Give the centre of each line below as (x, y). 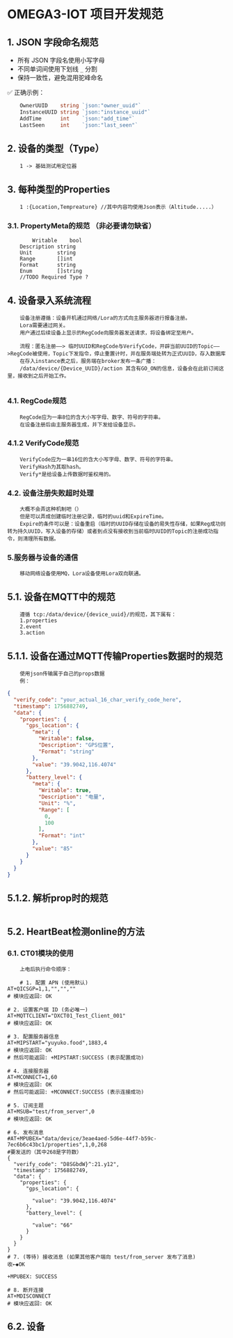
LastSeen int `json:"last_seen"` (79, 125)
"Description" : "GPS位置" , (76, 745)
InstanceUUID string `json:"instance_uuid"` (85, 112)
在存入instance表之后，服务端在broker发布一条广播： (88, 361)
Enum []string (51, 271)
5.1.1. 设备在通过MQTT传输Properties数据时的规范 (115, 656)
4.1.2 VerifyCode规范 (43, 443)
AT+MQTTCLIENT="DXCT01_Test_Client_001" (67, 1016)
